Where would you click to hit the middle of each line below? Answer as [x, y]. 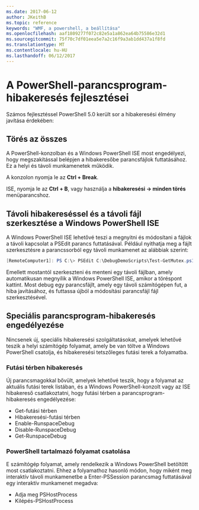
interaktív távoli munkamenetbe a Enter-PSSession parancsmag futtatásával [99, 477]
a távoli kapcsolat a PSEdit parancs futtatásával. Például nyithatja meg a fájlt [99, 244]
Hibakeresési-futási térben [47, 417]
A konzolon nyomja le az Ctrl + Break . [52, 177]
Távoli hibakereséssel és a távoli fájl [74, 214]
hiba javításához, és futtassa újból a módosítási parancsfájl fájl [82, 291]
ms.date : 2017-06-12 [32, 12]
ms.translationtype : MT [36, 45]
